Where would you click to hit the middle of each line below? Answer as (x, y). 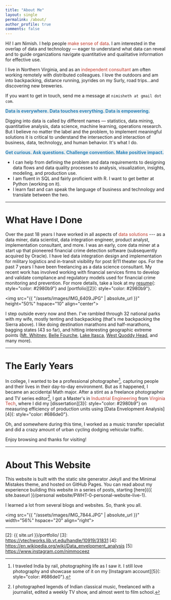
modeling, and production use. (45, 173)
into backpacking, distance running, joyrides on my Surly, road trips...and (82, 81)
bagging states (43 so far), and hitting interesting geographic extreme (78, 330)
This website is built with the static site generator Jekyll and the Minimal (81, 479)
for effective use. (23, 60)
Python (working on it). (37, 184)
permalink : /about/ (26, 19)
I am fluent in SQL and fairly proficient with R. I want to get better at (83, 178)
